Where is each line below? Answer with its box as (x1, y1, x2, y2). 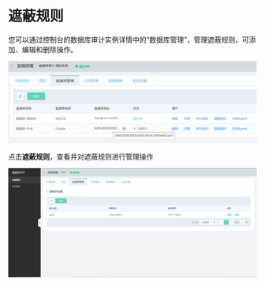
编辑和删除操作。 (21, 44, 77, 54)
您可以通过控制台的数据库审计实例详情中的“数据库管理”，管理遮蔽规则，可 (8, 35, 250, 44)
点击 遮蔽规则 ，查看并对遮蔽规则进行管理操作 (8, 152, 154, 162)
